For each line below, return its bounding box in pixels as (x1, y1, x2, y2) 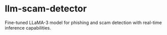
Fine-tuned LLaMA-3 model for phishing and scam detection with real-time (5, 19, 162, 25)
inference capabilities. (5, 24, 51, 30)
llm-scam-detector (5, 3, 87, 14)
